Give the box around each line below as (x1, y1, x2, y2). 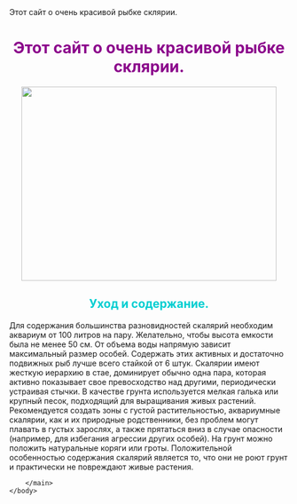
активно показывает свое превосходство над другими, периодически (9, 376, 277, 387)
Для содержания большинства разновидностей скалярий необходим (9, 319, 273, 330)
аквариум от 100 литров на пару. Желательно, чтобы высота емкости (9, 329, 274, 340)
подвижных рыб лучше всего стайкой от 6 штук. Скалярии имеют (9, 358, 260, 368)
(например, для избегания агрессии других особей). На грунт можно (9, 433, 273, 444)
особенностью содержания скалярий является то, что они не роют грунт (9, 452, 288, 462)
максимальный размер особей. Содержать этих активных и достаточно (9, 348, 284, 358)
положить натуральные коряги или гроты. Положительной (9, 442, 232, 453)
